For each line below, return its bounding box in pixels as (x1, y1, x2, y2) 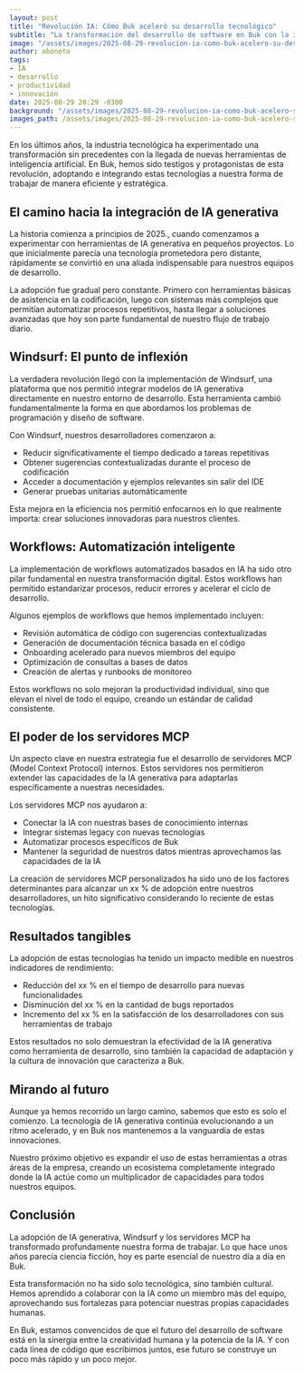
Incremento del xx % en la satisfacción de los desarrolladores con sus (22, 1009, 284, 1020)
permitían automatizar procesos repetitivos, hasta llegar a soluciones (9, 303, 267, 314)
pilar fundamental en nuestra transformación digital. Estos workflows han (9, 573, 282, 584)
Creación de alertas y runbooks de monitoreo (22, 666, 193, 677)
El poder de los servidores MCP (9, 729, 190, 744)
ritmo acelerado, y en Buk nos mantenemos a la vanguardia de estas (9, 1125, 265, 1135)
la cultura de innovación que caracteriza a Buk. (9, 1055, 185, 1066)
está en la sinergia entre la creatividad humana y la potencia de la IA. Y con (9, 1334, 290, 1345)
